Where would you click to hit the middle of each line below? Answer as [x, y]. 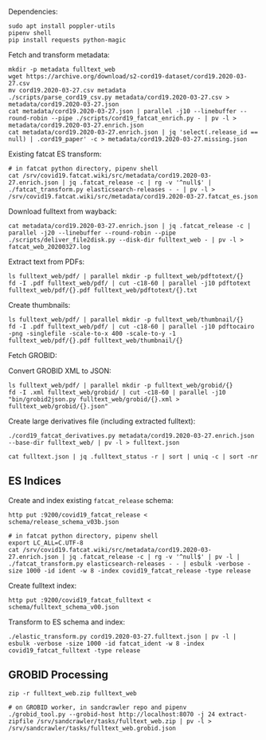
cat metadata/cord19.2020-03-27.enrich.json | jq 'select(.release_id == [133, 132]
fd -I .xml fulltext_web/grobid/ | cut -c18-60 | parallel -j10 [117, 392]
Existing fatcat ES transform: [55, 154]
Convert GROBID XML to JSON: [60, 371]
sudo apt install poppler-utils [62, 26]
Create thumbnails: [39, 305]
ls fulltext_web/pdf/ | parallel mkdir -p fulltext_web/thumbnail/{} [126, 320]
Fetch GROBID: [33, 355]
